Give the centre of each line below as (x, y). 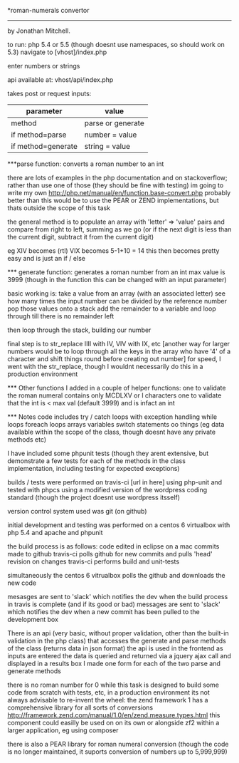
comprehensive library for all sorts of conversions (80, 707)
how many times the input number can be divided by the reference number (117, 301)
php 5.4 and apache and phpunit (55, 533)
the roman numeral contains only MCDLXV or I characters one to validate (115, 395)
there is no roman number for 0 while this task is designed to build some (113, 685)
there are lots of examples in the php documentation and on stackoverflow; (117, 178)
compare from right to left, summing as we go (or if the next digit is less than (119, 229)
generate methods (34, 671)
